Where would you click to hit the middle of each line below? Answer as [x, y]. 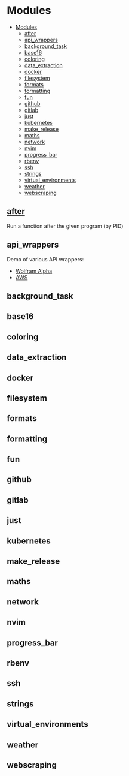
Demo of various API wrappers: [45, 259]
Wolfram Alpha [34, 271]
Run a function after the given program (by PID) [65, 226]
